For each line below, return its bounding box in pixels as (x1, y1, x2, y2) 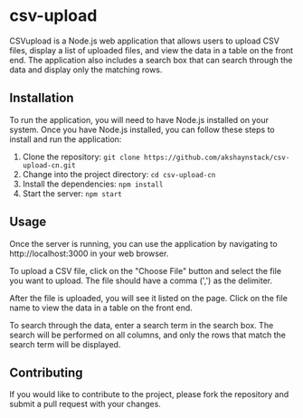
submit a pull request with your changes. (9, 399, 161, 410)
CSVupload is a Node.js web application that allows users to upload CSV (9, 35, 280, 46)
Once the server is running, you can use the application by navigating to (9, 238, 278, 249)
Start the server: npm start (22, 187, 122, 199)
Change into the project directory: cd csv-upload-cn (22, 168, 216, 179)
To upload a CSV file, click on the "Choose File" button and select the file (9, 265, 282, 276)
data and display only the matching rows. (9, 64, 163, 75)
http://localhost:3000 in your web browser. (9, 248, 169, 259)
